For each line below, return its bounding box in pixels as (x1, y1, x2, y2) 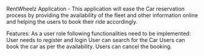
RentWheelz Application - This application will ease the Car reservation (6, 5, 185, 12)
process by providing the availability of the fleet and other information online (6, 12, 199, 19)
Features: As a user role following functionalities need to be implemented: (6, 30, 191, 37)
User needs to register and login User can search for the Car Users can (6, 37, 186, 43)
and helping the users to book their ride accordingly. (6, 18, 138, 25)
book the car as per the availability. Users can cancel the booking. (6, 43, 172, 50)
